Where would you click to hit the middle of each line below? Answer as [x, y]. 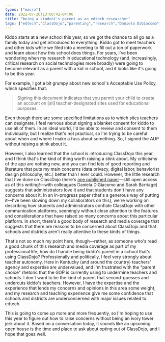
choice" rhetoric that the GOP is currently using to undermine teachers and [81, 272]
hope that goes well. [26, 334]
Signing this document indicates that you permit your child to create [86, 98]
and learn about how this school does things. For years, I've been [71, 53]
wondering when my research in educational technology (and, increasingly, [81, 58]
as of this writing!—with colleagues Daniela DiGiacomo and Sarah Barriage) [81, 185]
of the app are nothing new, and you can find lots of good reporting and [78, 164]
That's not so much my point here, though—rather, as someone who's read [81, 241]
